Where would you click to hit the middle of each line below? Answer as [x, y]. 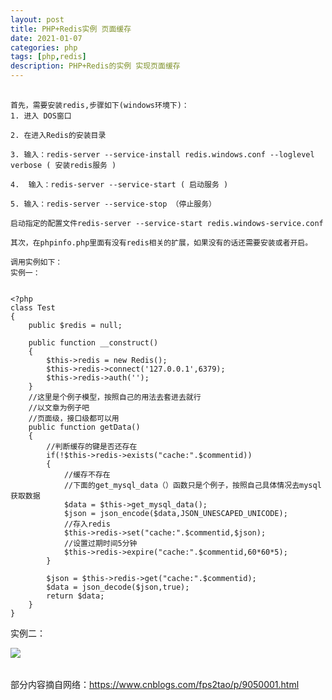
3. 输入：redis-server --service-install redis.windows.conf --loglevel [162, 155]
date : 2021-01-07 [46, 38]
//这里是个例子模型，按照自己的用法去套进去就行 [115, 397]
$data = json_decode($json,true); [118, 587]
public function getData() [84, 427]
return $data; [75, 596]
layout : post [37, 19]
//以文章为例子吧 [59, 408]
